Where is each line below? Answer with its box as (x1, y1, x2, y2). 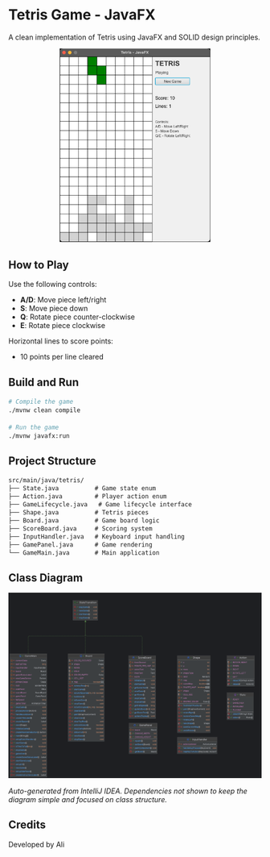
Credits (8, 818, 47, 832)
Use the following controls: (8, 280, 98, 289)
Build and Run (8, 375, 79, 389)
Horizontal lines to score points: (8, 336, 114, 346)
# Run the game (8, 423, 59, 431)
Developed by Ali (8, 839, 65, 849)
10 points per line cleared (19, 352, 104, 362)
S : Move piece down (19, 304, 88, 314)
